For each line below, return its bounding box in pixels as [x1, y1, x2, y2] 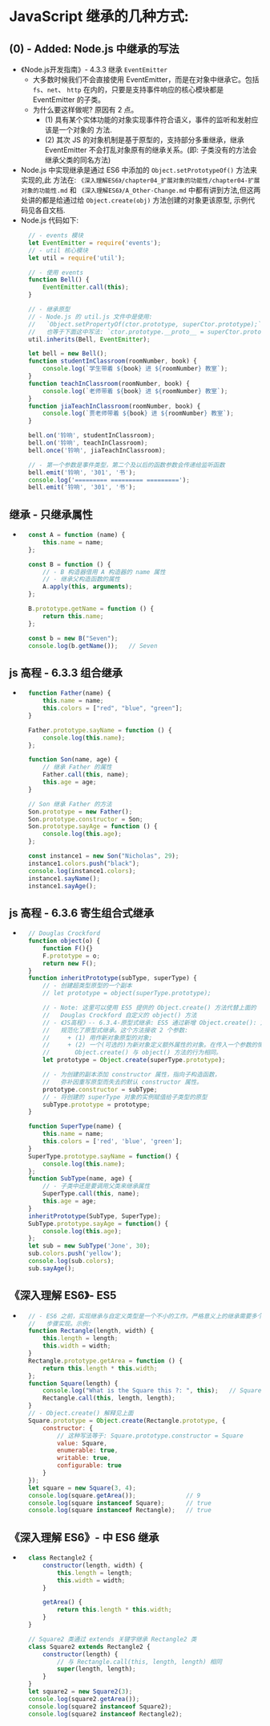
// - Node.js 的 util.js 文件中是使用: [28, 313, 153, 321]
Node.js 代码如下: [20, 215, 79, 225]
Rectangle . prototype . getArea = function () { [28, 1356, 183, 1365]
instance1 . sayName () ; [28, 874, 101, 883]
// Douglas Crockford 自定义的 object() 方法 [42, 1011, 197, 1019]
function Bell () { [28, 276, 90, 284]
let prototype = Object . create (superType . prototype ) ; [42, 1056, 226, 1064]
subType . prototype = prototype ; [42, 1101, 151, 1109]
